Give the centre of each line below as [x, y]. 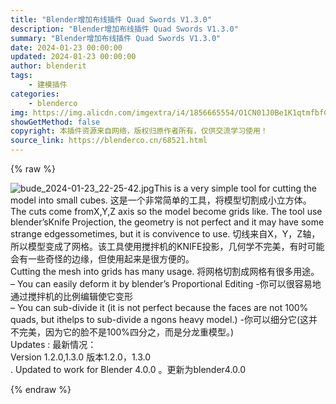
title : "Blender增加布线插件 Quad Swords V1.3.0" [111, 19]
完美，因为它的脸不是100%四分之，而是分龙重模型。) [126, 332]
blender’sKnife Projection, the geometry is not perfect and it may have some [167, 222]
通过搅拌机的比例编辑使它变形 [71, 296]
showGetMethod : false [55, 122]
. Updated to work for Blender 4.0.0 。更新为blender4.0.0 [128, 369]
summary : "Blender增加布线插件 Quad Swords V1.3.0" [116, 38]
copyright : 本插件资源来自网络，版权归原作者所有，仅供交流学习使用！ [139, 131]
